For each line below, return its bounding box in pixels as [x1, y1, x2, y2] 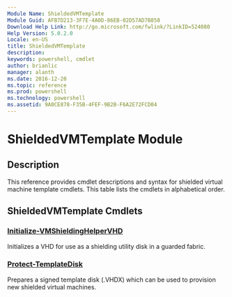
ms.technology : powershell [7, 95, 86, 102]
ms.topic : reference [7, 82, 68, 89]
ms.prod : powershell [7, 88, 68, 95]
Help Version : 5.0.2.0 [7, 29, 73, 37]
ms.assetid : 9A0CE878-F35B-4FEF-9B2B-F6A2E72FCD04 [7, 101, 157, 108]
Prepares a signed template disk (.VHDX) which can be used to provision [7, 275, 216, 284]
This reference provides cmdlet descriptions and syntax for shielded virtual [7, 178, 223, 186]
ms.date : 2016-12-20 [7, 75, 68, 82]
